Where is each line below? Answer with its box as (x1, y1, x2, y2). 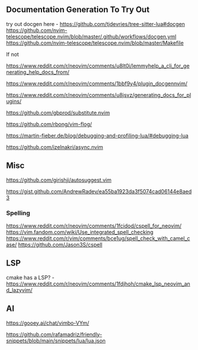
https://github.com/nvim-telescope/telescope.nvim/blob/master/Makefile (6, 39, 184, 46)
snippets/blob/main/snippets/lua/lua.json (6, 337, 106, 344)
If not (6, 50, 20, 58)
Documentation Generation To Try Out (6, 5, 150, 15)
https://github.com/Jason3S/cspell (18, 241, 102, 248)
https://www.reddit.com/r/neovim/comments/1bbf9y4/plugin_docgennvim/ (6, 80, 188, 87)
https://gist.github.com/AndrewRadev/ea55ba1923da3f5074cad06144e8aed (6, 187, 192, 195)
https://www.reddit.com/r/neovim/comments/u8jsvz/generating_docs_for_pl (6, 91, 191, 98)
